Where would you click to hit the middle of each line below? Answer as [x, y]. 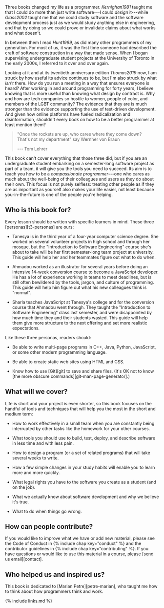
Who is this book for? [38, 210]
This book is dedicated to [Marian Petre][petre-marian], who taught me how [81, 586]
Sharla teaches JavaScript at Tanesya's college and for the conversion [83, 302]
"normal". [22, 292]
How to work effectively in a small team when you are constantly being [83, 423]
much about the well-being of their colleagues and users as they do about [80, 179]
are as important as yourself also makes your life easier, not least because [80, 189]
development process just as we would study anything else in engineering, [80, 22]
